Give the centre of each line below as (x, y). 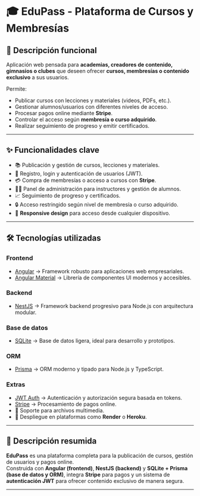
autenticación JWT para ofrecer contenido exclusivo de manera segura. (95, 480)
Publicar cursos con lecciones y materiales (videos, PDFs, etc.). (93, 100)
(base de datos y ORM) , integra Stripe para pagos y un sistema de (88, 475)
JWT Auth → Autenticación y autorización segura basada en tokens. (99, 398)
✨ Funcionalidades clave (53, 150)
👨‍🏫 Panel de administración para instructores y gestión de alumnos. (98, 189)
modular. (26, 312)
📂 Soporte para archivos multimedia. (60, 410)
